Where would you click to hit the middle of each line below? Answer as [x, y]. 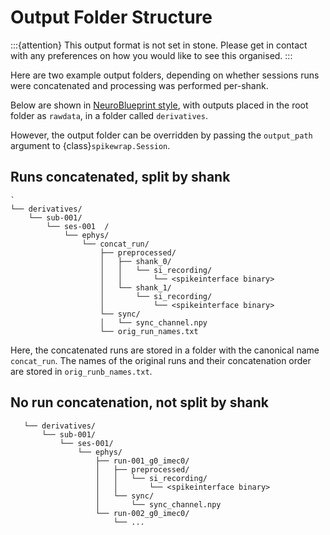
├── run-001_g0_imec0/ [142, 461]
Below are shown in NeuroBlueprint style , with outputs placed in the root [159, 105]
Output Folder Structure [111, 17]
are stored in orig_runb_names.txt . [81, 371]
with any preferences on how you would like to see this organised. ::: [151, 55]
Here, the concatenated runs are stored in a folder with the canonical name [165, 350]
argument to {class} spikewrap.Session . [90, 145]
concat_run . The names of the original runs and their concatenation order [161, 360]
